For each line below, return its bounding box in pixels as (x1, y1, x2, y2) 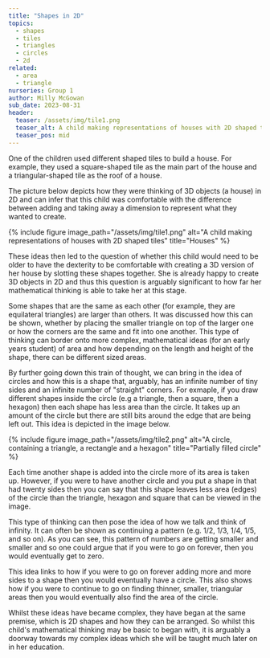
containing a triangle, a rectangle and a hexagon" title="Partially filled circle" (8, 443, 262, 452)
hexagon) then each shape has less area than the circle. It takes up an (8, 402, 241, 411)
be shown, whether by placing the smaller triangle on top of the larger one (8, 318, 255, 328)
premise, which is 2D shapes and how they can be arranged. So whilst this (8, 616, 256, 626)
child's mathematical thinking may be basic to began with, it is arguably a (8, 624, 251, 635)
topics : (8, 19, 35, 27)
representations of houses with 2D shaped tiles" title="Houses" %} (8, 235, 231, 245)
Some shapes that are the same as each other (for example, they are (8, 300, 235, 310)
